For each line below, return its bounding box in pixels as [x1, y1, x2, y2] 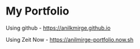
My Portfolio [5, 4, 69, 18]
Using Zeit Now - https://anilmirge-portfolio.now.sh [5, 36, 134, 43]
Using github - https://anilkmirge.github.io [5, 24, 111, 31]
